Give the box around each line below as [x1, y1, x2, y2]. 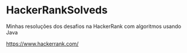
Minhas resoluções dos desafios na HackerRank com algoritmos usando [6, 23, 181, 30]
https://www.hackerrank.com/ [6, 40, 79, 47]
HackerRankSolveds [6, 3, 108, 17]
